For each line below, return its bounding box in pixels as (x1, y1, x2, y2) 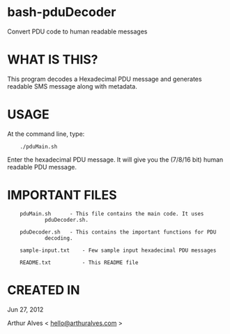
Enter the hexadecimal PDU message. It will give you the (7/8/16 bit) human (7, 155, 224, 164)
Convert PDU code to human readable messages (7, 27, 148, 36)
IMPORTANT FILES (7, 188, 117, 203)
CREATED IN (7, 282, 80, 298)
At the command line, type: (7, 130, 85, 138)
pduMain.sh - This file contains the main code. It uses (20, 210, 204, 217)
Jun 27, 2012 (7, 305, 44, 314)
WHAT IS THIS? (7, 52, 99, 68)
